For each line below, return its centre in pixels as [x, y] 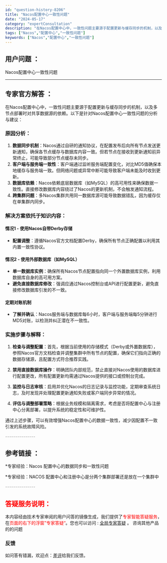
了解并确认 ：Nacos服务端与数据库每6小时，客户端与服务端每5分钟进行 [85, 314]
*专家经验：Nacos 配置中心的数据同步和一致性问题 [57, 466]
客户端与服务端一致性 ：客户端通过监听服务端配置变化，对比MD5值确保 [85, 164]
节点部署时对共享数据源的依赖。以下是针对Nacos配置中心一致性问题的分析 [82, 113]
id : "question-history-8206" [35, 10]
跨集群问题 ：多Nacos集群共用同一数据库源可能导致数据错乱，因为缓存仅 [86, 195]
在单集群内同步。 [30, 201]
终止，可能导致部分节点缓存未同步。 [54, 158]
